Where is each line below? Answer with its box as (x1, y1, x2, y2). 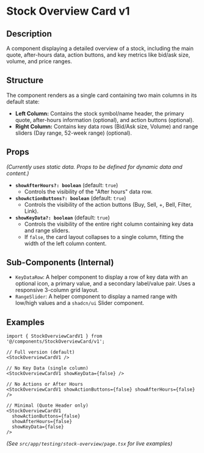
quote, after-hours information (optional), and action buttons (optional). (15, 116, 194, 123)
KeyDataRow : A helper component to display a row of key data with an (15, 273, 188, 281)
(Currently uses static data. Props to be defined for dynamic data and (6, 163, 183, 170)
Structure (6, 75, 44, 86)
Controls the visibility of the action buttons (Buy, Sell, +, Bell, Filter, (24, 201, 192, 208)
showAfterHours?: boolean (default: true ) (15, 181, 118, 188)
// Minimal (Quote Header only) (6, 402, 89, 409)
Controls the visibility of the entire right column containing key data (24, 220, 194, 227)
